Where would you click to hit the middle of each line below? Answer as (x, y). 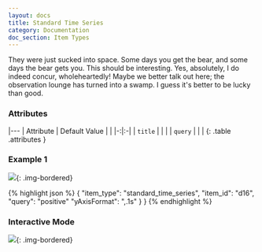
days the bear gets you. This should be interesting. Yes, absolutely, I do (124, 69)
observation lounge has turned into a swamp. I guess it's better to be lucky (129, 85)
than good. (26, 93)
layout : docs (30, 15)
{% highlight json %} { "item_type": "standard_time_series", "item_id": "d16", (131, 193)
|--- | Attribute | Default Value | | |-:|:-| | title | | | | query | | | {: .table (120, 131)
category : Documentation (49, 30)
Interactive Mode (41, 221)
